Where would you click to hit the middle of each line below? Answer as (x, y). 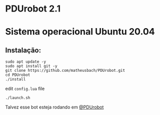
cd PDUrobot (18, 75)
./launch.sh (18, 98)
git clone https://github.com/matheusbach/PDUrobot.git (65, 71)
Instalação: (23, 50)
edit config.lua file (25, 89)
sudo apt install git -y (31, 66)
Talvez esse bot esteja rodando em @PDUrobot (55, 107)
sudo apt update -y (26, 62)
